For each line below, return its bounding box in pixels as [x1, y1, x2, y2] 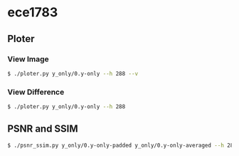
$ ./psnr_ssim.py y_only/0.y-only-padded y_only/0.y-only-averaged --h [7, 142, 224, 149]
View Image [7, 54, 50, 64]
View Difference [7, 87, 65, 97]
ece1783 [7, 4, 58, 21]
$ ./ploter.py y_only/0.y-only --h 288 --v [7, 70, 139, 77]
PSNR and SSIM [7, 123, 78, 135]
